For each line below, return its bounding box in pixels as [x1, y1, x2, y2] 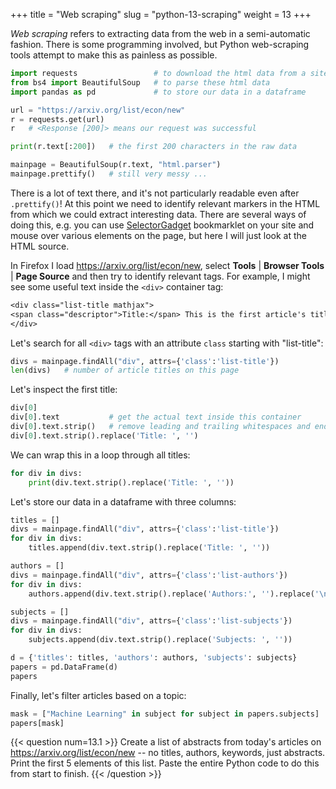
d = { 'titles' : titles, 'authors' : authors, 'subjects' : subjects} [10, 653, 298, 663]
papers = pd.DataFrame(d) [10, 662, 118, 672]
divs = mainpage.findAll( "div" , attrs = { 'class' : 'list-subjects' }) [10, 616, 293, 626]
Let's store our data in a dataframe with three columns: [10, 495, 237, 508]
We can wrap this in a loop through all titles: [10, 449, 191, 461]
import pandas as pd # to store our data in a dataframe [10, 87, 307, 97]
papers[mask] [10, 718, 65, 728]
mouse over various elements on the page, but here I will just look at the [10, 229, 307, 241]
